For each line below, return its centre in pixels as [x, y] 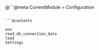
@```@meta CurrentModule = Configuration [50, 7]
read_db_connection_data [31, 34]
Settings [14, 42]
